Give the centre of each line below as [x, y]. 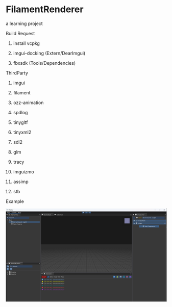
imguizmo [24, 171]
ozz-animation [28, 103]
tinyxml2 [22, 132]
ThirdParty [17, 73]
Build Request [20, 33]
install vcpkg [27, 43]
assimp [21, 182]
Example [15, 201]
